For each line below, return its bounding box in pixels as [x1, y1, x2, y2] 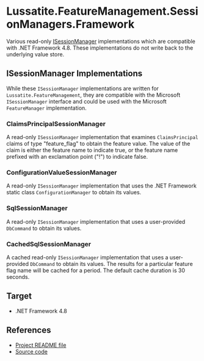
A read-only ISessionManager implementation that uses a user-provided [6, 218, 186, 225]
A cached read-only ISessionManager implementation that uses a [6, 253, 169, 261]
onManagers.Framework [6, 17, 135, 31]
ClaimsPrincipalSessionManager [6, 120, 106, 128]
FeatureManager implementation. [6, 104, 87, 112]
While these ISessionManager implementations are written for [6, 85, 159, 92]
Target [6, 291, 32, 302]
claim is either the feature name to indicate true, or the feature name [6, 146, 178, 154]
